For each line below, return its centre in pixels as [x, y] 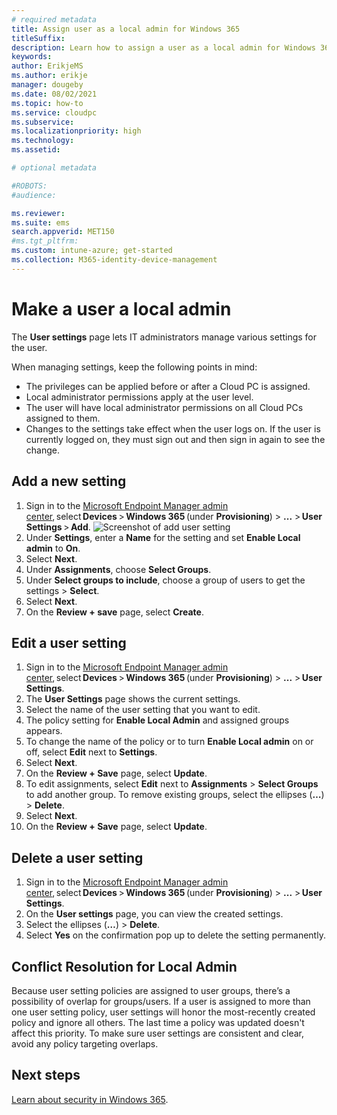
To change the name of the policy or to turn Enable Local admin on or [169, 742]
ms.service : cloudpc [54, 112]
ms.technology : [43, 141]
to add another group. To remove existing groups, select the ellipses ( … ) [175, 795]
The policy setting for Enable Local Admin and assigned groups [157, 720]
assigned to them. [63, 418]
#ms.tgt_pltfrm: [45, 241]
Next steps [46, 1075]
